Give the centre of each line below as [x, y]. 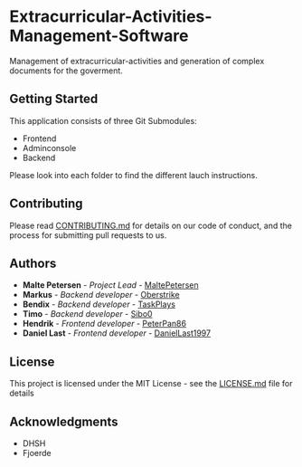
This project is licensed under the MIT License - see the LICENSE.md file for [151, 384]
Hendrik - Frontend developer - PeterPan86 [104, 324]
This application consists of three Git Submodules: [103, 120]
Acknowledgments [64, 421]
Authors [33, 263]
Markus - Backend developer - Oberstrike [101, 295]
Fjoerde [37, 453]
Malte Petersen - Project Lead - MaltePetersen [110, 285]
